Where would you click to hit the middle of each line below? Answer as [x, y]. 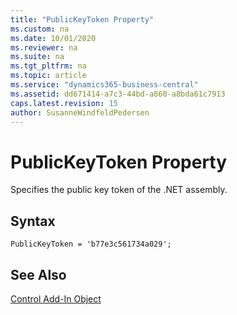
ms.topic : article [48, 76]
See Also [38, 274]
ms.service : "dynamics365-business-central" [104, 85]
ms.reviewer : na [44, 47]
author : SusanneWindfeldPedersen [80, 112]
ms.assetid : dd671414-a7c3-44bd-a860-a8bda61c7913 [118, 94]
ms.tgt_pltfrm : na [48, 66]
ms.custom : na [40, 29]
